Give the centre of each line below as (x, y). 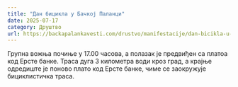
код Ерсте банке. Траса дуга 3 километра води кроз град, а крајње (110, 62)
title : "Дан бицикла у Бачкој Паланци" (66, 14)
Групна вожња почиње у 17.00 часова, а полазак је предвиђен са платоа (118, 54)
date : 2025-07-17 (33, 21)
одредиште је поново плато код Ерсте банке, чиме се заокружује (107, 69)
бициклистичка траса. (41, 76)
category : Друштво (34, 27)
